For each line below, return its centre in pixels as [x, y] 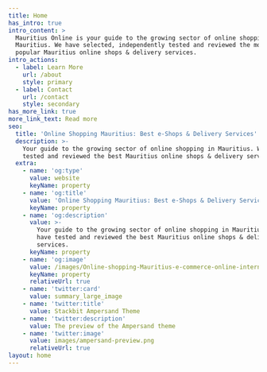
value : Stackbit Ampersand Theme [85, 311]
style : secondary [51, 104]
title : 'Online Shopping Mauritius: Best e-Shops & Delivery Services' [137, 134]
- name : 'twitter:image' [64, 333]
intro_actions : [33, 60]
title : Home [28, 15]
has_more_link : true [43, 112]
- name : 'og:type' [53, 171]
